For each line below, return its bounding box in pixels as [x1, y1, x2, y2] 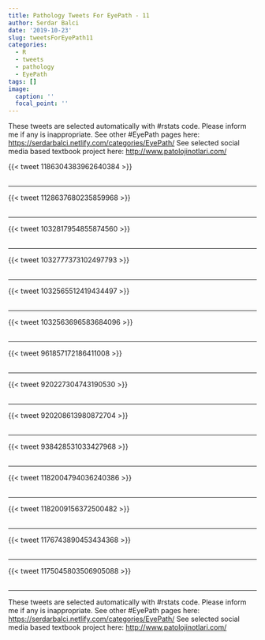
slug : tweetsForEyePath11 [8, 33, 93, 42]
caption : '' [15, 92, 55, 100]
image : [8, 85, 30, 93]
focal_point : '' [15, 100, 69, 107]
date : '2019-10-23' [8, 26, 73, 34]
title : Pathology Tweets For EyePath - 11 [8, 11, 150, 20]
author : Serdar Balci [8, 19, 80, 27]
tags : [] [8, 77, 37, 85]
